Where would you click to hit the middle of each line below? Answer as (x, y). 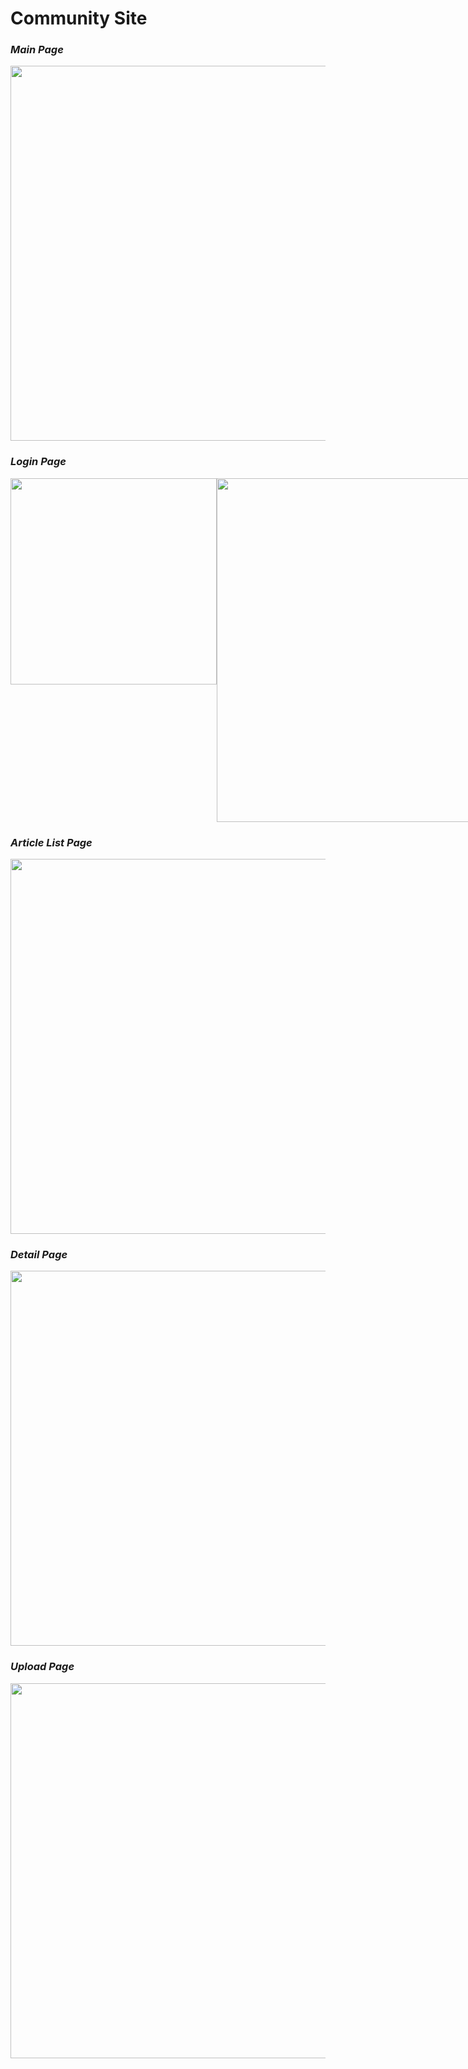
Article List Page (51, 842)
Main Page (37, 50)
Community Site (79, 18)
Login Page (38, 462)
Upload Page (42, 1667)
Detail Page (39, 1254)
